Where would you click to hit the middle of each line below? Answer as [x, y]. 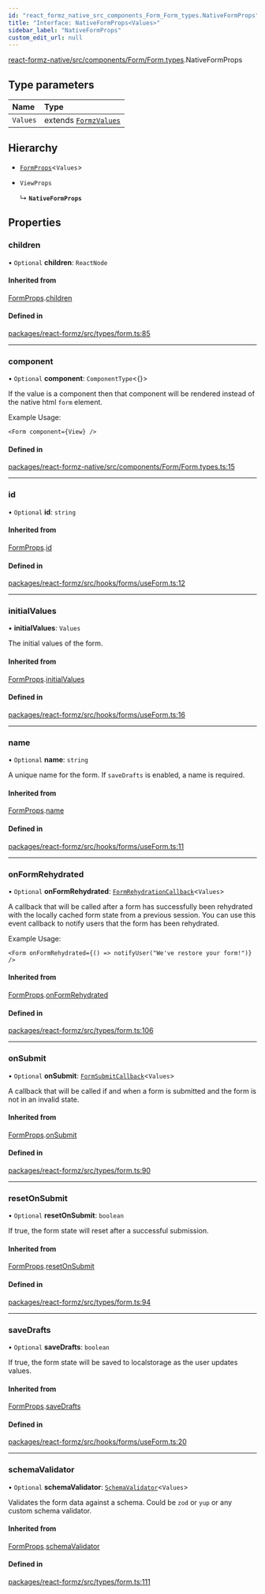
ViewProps [36, 183]
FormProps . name [36, 810]
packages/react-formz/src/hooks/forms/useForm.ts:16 [97, 714]
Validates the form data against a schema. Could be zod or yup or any [120, 1502]
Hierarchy [33, 148]
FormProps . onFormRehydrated [58, 995]
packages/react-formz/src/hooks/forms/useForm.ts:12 [97, 583]
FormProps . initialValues [47, 679]
